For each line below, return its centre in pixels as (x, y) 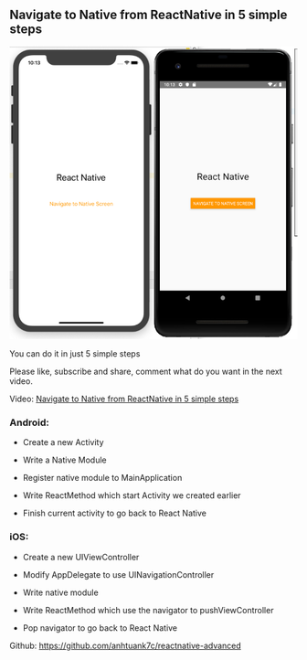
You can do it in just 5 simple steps (75, 354)
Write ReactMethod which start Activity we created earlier (132, 495)
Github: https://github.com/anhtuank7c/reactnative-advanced (126, 645)
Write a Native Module (64, 460)
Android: (30, 422)
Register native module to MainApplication (102, 478)
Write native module (60, 592)
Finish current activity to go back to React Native (115, 513)
